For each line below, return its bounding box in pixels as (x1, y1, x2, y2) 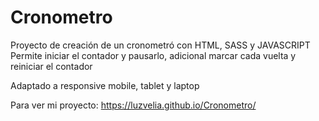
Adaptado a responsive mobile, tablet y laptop (10, 79, 200, 91)
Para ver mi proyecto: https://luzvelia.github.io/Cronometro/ (10, 99, 257, 111)
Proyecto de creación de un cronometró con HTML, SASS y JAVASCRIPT (10, 39, 311, 51)
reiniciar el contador (10, 60, 93, 72)
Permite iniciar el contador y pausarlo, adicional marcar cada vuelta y (10, 49, 297, 61)
